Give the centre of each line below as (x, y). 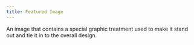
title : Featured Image (35, 12)
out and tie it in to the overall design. (52, 35)
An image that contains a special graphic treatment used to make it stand (97, 29)
